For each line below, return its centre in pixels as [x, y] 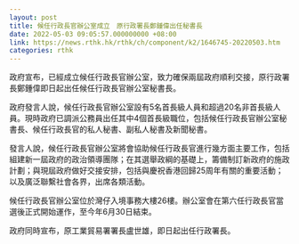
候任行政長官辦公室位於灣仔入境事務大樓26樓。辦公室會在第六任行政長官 [143, 200]
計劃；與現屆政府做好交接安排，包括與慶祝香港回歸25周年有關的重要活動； [146, 171]
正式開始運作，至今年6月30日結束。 [91, 212]
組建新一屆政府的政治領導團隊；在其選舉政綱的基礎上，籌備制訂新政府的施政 [149, 159]
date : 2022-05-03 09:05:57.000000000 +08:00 [93, 34]
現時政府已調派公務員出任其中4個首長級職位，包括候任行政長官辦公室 [152, 118]
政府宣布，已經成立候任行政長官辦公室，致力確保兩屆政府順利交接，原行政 [145, 77]
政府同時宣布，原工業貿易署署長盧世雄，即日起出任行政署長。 [122, 231]
